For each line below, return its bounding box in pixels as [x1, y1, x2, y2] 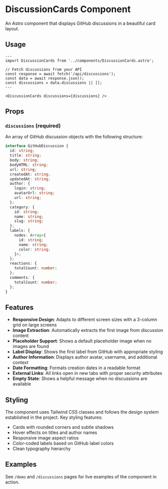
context [12, 360, 29, 366]
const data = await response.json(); [5, 76, 85, 81]
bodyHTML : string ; [10, 162, 49, 167]
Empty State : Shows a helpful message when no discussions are [12, 375, 147, 382]
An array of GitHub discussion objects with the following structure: [5, 134, 143, 140]
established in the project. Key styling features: [5, 414, 103, 420]
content [12, 332, 29, 339]
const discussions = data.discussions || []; [5, 80, 102, 85]
